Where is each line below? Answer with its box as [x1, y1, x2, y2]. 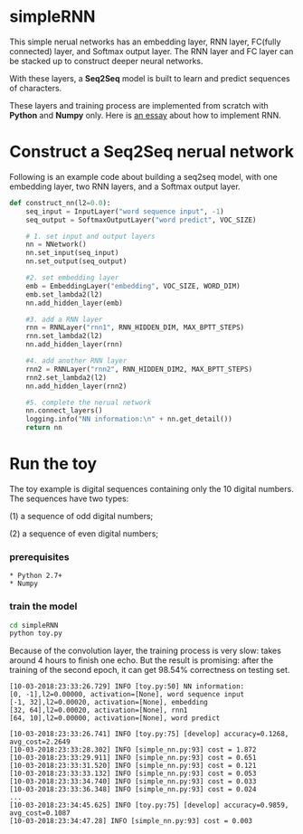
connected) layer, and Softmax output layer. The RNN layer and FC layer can [9, 45, 294, 56]
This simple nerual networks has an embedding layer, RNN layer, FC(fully [9, 36, 281, 47]
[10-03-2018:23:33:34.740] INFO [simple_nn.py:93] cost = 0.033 [9, 777, 257, 786]
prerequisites [9, 550, 70, 563]
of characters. [9, 82, 62, 93]
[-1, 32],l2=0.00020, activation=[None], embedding [9, 698, 208, 707]
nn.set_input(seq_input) [25, 249, 119, 258]
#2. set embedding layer [25, 273, 119, 282]
